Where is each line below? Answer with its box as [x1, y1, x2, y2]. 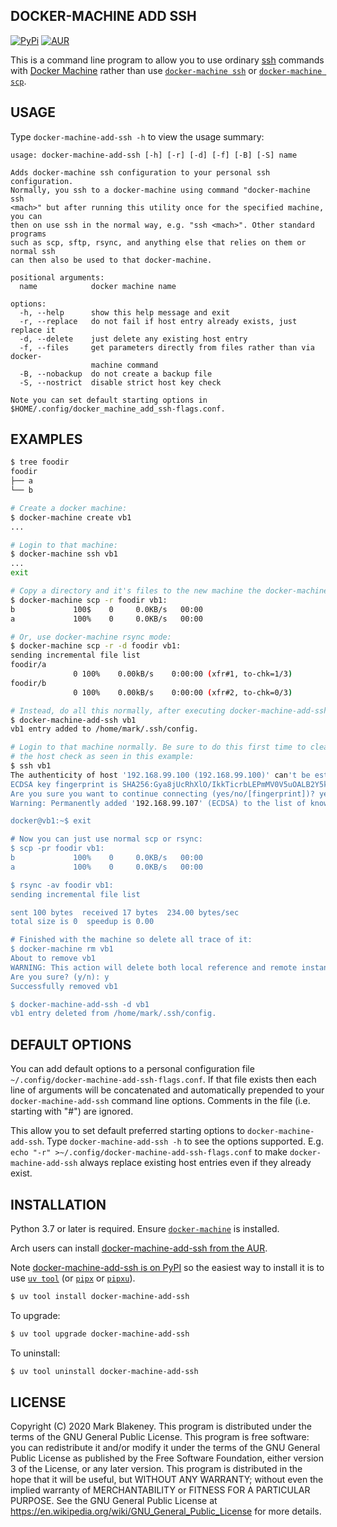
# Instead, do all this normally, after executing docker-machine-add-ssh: [10, 705, 333, 716]
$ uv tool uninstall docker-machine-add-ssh [10, 1366, 199, 1376]
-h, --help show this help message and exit [19, 307, 230, 318]
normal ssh [10, 246, 56, 256]
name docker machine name [19, 281, 177, 291]
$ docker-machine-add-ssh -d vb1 [10, 999, 150, 1009]
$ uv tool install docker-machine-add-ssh [10, 1291, 190, 1301]
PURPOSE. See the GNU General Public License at [10, 1495, 218, 1507]
